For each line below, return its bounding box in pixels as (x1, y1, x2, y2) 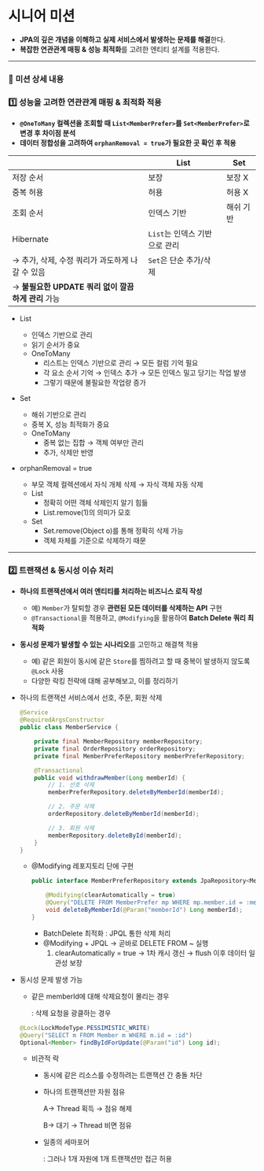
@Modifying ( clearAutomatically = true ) (46, 891, 177, 899)
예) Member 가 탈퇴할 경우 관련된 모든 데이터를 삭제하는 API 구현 (31, 603, 222, 613)
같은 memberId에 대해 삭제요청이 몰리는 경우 (31, 991, 170, 1001)
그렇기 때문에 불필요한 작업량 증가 (42, 378, 147, 387)
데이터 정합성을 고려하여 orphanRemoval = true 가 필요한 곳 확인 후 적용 (19, 139, 237, 148)
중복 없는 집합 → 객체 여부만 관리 (42, 438, 144, 447)
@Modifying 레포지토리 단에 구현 (31, 862, 134, 871)
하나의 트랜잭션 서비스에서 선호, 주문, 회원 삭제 (19, 693, 163, 702)
